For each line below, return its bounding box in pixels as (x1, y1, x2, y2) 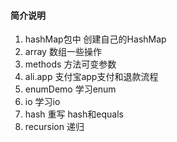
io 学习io (24, 96, 61, 108)
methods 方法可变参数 (24, 58, 117, 70)
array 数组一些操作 (24, 46, 102, 58)
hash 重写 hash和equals (24, 108, 124, 120)
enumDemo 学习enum (24, 83, 117, 95)
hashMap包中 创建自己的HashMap (24, 33, 167, 45)
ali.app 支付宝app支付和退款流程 (24, 71, 159, 83)
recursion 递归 (24, 121, 85, 133)
